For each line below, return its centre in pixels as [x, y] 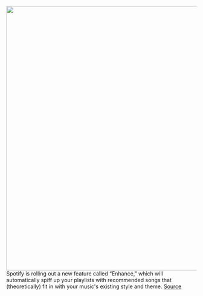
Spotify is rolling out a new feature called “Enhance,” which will [85, 274]
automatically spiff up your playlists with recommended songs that [89, 280]
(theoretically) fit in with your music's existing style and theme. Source [94, 286]
